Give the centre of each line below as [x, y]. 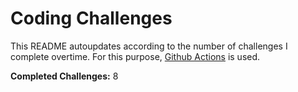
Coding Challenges [91, 18]
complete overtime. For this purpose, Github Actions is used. [135, 56]
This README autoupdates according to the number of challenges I [149, 46]
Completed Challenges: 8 [64, 76]
